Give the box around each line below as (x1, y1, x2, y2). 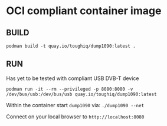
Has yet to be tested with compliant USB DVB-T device (6, 75, 139, 82)
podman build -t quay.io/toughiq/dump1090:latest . (6, 43, 136, 49)
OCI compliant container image (6, 4, 162, 18)
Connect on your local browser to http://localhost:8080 (6, 113, 145, 120)
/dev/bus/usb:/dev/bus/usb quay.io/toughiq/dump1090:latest (6, 91, 158, 97)
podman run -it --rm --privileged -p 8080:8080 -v (6, 86, 133, 92)
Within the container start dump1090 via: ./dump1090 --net (6, 101, 145, 108)
